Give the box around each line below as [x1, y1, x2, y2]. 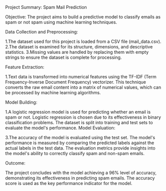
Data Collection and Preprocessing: [5, 29, 78, 34]
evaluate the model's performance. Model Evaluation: [5, 125, 115, 131]
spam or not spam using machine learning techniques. [5, 19, 117, 25]
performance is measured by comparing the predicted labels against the [5, 140, 154, 146]
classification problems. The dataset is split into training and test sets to [5, 120, 153, 125]
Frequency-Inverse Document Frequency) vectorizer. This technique [5, 79, 146, 85]
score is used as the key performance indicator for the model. [5, 181, 132, 186]
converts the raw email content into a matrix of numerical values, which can [5, 84, 161, 90]
